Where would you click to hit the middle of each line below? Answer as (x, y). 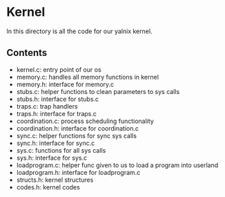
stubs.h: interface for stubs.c (58, 99)
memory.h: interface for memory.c (65, 84)
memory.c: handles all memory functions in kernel (88, 77)
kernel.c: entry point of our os (59, 69)
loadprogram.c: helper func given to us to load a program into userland (117, 165)
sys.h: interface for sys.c (52, 158)
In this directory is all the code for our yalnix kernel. (79, 31)
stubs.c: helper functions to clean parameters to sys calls (98, 91)
